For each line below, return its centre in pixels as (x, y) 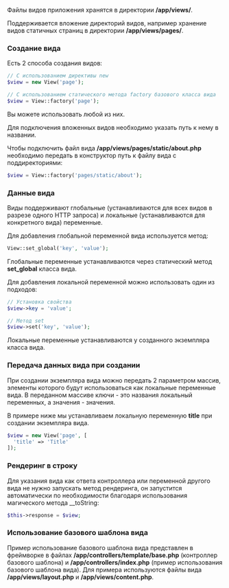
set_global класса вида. (42, 269)
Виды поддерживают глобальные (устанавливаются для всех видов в (110, 207)
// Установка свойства (39, 302)
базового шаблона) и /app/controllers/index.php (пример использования (115, 562)
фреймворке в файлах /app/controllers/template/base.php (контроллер (112, 555)
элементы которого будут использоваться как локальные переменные (111, 387)
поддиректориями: (35, 162)
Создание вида (34, 48)
